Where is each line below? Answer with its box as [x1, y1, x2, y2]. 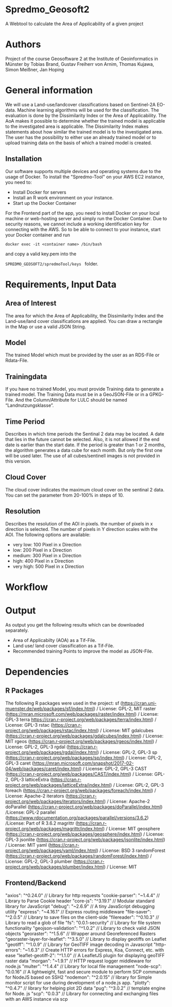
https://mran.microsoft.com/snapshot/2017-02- [33, 760, 134, 766]
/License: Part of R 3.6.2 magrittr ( [5, 820, 78, 826]
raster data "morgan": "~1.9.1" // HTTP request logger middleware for [5, 958, 151, 964]
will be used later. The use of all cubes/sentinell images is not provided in [5, 453, 160, 459]
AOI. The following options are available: [5, 531, 91, 538]
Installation [5, 155, 42, 163]
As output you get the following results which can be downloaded [5, 621, 144, 628]
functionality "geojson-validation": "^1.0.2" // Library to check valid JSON [5, 925, 160, 931]
